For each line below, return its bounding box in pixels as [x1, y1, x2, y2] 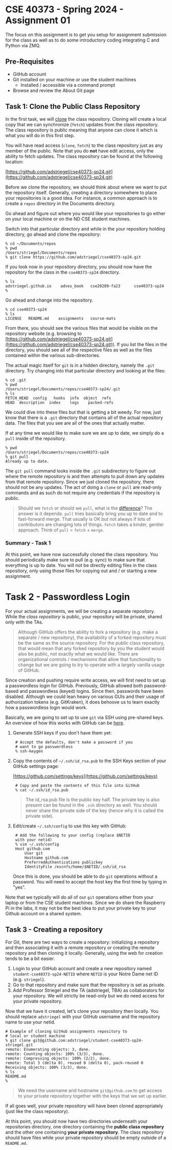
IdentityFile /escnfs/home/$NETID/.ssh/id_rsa [24, 864, 126, 869]
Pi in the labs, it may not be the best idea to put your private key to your [5, 905, 157, 911]
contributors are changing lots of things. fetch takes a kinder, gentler [17, 521, 164, 527]
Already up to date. [5, 459, 50, 464]
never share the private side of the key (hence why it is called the [25, 807, 164, 814]
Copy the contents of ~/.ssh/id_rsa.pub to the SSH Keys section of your [12, 758, 167, 764]
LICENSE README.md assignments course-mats [5, 316, 116, 321]
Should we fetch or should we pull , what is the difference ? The [17, 505, 152, 511]
